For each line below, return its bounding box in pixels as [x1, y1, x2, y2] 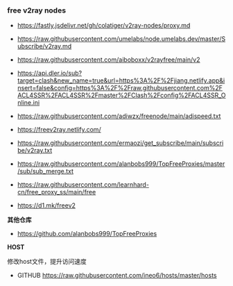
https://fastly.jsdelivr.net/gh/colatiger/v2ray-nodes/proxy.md [17, 22, 191, 30]
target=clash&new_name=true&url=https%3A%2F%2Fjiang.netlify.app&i [17, 76, 225, 85]
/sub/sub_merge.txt [17, 167, 74, 176]
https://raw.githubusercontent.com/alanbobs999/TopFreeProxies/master [17, 160, 225, 168]
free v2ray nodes [7, 6, 67, 15]
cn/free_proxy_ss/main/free [17, 188, 96, 196]
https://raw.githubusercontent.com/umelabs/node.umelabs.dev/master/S [17, 35, 226, 43]
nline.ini [17, 99, 40, 107]
